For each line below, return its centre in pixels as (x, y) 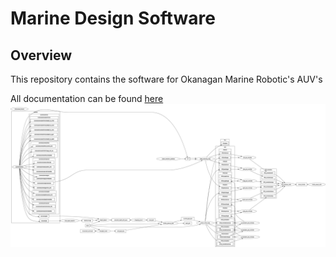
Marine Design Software (113, 18)
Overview (41, 55)
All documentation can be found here (87, 98)
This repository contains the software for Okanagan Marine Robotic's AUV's (166, 79)
